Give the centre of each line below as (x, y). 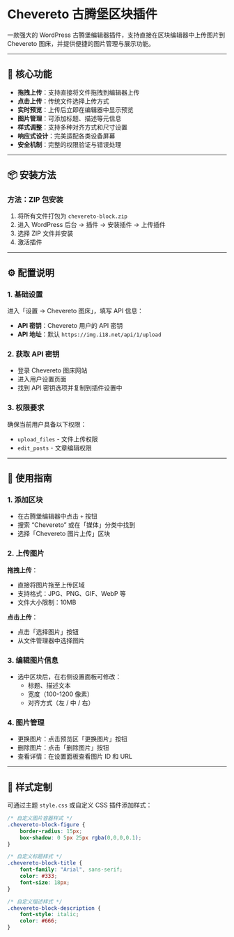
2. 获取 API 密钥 (33, 354)
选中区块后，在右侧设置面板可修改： (69, 677)
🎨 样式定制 (30, 787)
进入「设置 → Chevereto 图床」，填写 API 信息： (76, 311)
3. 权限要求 (26, 408)
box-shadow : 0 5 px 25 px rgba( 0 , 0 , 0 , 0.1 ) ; (81, 837)
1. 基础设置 (25, 294)
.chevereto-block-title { (45, 863)
